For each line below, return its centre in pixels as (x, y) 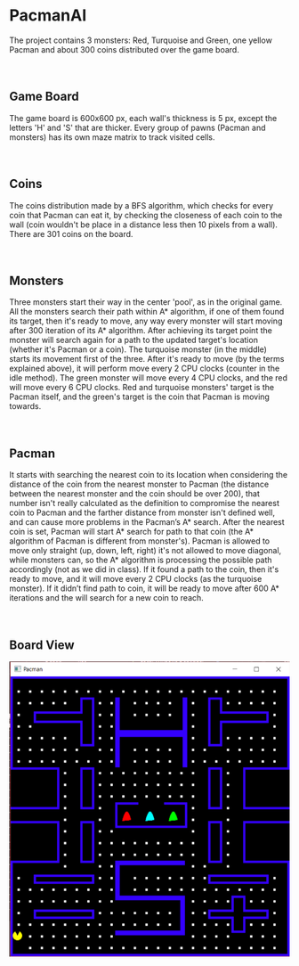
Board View (42, 645)
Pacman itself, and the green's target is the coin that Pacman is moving (139, 397)
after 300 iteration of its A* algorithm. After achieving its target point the (141, 331)
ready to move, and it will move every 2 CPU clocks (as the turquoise (136, 579)
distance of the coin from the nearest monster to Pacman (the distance (139, 484)
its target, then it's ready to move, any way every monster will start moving (146, 321)
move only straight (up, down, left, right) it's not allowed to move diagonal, (145, 551)
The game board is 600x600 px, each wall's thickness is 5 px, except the (143, 118)
